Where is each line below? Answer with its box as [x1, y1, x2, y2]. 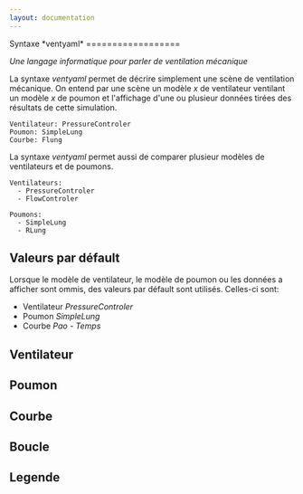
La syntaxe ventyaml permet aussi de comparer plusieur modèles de [9, 151, 265, 162]
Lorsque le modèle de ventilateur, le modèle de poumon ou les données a [9, 274, 283, 285]
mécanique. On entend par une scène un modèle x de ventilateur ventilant [9, 82, 286, 93]
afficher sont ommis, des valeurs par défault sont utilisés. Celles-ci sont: [9, 284, 279, 295]
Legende [9, 470, 61, 485]
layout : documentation [9, 13, 95, 23]
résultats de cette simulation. [9, 101, 118, 113]
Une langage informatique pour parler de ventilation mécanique [9, 55, 249, 66]
